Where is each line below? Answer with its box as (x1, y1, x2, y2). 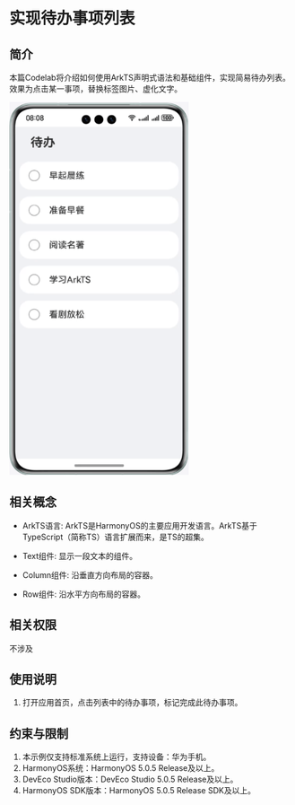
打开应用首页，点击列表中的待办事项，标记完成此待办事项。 (22, 697, 243, 708)
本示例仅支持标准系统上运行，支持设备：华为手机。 (22, 751, 212, 763)
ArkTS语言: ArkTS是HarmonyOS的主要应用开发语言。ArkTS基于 (22, 520, 257, 530)
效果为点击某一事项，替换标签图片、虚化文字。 (9, 83, 182, 94)
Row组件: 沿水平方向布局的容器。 (22, 589, 146, 599)
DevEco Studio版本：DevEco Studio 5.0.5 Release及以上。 (22, 774, 239, 785)
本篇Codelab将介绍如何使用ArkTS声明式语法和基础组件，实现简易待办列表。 (9, 73, 291, 83)
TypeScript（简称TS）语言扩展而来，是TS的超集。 (22, 531, 209, 542)
